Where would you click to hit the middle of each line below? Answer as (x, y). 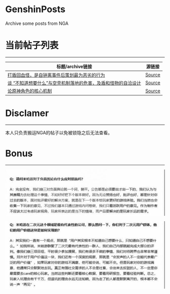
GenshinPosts (35, 9)
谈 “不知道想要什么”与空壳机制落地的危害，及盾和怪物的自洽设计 (74, 83)
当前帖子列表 (32, 45)
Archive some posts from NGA (37, 23)
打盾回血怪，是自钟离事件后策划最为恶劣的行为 (56, 75)
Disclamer (27, 113)
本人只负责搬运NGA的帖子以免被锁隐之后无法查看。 (59, 132)
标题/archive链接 (74, 66)
